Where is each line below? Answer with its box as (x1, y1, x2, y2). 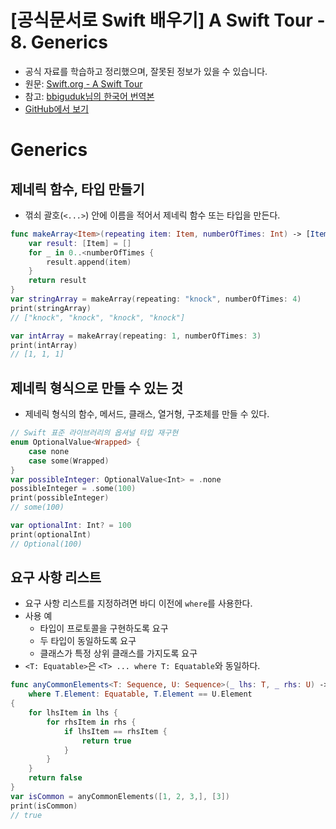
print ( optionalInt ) (10, 529, 92, 540)
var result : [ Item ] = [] (28, 238, 132, 248)
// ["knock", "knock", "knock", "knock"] (10, 312, 186, 323)
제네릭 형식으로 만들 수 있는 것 (10, 379, 184, 396)
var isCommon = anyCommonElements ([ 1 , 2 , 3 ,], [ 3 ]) (10, 791, 230, 801)
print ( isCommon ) (10, 801, 78, 811)
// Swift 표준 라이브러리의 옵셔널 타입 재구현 (10, 428, 179, 438)
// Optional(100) (10, 539, 83, 549)
